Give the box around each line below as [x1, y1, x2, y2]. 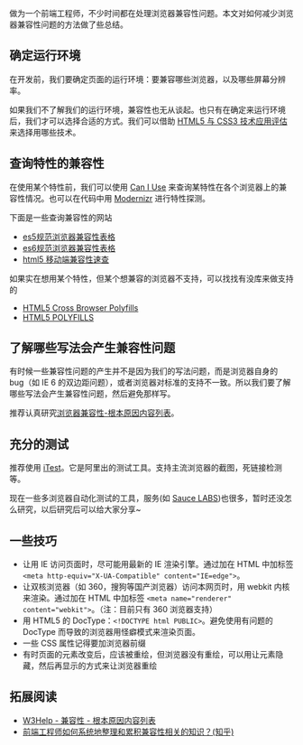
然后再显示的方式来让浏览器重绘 [38, 660, 158, 671]
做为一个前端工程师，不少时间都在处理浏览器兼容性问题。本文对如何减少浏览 [9, 8, 294, 18]
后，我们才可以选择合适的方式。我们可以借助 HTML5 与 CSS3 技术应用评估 [9, 116, 288, 126]
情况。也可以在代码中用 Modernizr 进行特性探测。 [24, 192, 210, 203]
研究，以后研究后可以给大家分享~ [16, 504, 142, 515]
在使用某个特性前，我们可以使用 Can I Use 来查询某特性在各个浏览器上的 [9, 182, 280, 192]
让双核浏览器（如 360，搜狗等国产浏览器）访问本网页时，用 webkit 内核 [22, 582, 290, 592]
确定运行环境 [9, 48, 81, 63]
